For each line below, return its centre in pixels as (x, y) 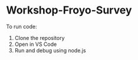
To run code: (22, 26)
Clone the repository (40, 38)
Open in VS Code (36, 44)
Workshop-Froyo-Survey (69, 10)
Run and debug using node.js (50, 50)
